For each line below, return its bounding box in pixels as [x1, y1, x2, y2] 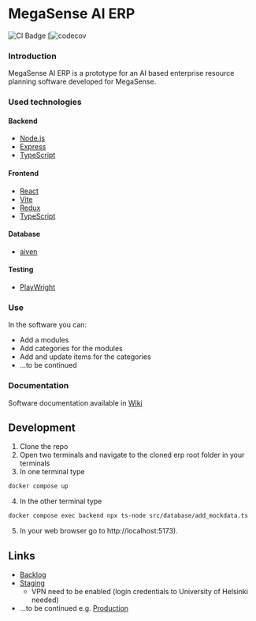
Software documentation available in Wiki [8, 398, 143, 407]
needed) [31, 595, 59, 604]
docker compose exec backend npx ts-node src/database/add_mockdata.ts [8, 512, 248, 520]
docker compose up [8, 482, 69, 490]
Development [8, 421, 76, 434]
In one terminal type [19, 467, 85, 477]
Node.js [19, 133, 46, 143]
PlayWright [19, 282, 56, 292]
